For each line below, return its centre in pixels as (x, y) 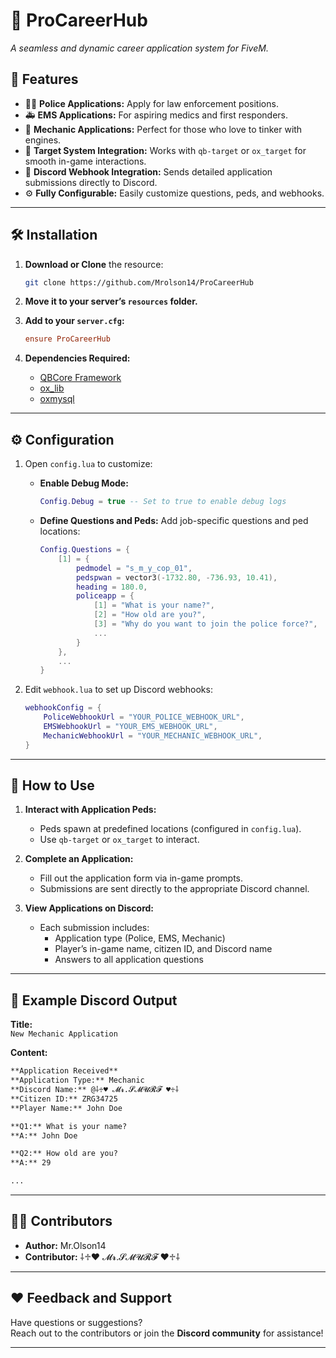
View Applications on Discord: (89, 908)
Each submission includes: (94, 928)
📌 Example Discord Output (94, 1000)
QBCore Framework (80, 378)
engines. (43, 140)
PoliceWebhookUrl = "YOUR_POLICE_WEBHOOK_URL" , (144, 717)
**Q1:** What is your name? (69, 1126)
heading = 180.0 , (111, 587)
